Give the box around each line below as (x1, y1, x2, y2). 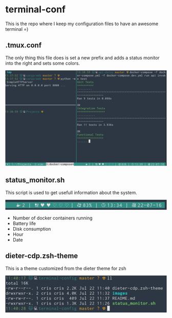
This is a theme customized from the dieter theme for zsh (5, 265, 126, 271)
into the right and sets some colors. (5, 60, 80, 66)
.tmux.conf (5, 41, 42, 50)
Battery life (12, 220, 36, 227)
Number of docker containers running (12, 215, 93, 221)
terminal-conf (5, 4, 66, 15)
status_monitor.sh (5, 176, 65, 184)
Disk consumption (12, 226, 51, 232)
